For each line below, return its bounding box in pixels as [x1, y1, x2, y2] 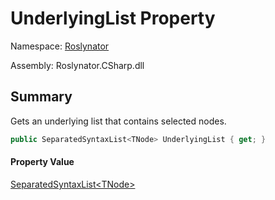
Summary [10, 88, 73, 106]
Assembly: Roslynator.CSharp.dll [10, 59, 145, 71]
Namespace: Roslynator [10, 40, 110, 52]
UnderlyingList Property [10, 7, 216, 30]
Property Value [10, 156, 75, 168]
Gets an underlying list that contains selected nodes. [10, 115, 227, 127]
